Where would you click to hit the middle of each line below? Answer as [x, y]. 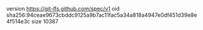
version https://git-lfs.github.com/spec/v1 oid [63, 9]
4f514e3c [18, 21]
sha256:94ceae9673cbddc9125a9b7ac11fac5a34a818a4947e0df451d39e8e [102, 15]
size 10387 [45, 21]
